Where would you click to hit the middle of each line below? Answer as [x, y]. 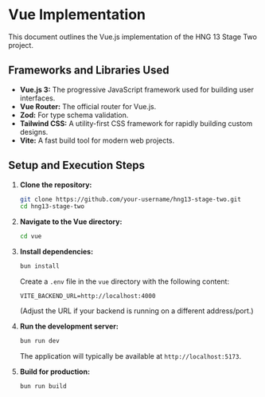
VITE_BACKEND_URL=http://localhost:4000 [88, 297]
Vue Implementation [77, 15]
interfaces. [37, 98]
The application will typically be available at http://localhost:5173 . [130, 356]
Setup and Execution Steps [77, 165]
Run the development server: [69, 326]
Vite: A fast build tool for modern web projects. [97, 140]
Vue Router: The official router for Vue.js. [88, 106]
